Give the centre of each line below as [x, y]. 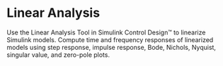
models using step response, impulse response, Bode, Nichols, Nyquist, [111, 47]
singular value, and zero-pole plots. [58, 55]
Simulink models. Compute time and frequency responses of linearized [110, 39]
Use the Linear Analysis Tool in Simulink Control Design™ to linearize [106, 32]
